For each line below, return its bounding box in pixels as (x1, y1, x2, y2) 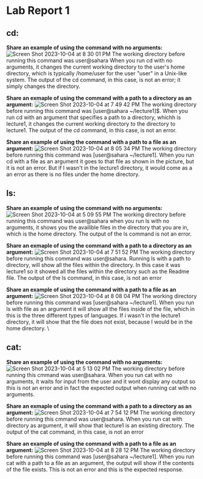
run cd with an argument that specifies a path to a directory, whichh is (6, 114, 181, 121)
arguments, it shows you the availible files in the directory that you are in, (6, 223, 189, 231)
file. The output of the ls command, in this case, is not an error (6, 274, 162, 281)
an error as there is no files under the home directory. (6, 171, 140, 178)
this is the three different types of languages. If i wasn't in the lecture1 (6, 311, 181, 319)
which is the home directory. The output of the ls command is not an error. (6, 230, 192, 237)
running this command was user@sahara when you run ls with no (6, 217, 170, 225)
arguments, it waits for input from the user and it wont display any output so (6, 378, 196, 385)
